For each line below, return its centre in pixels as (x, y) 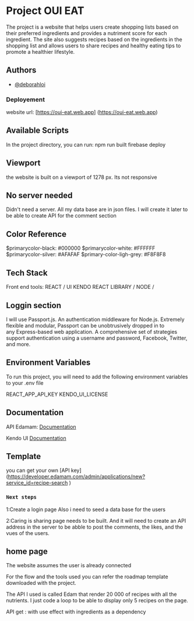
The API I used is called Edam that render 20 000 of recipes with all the (91, 594)
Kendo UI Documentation (36, 438)
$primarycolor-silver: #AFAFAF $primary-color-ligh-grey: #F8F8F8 (86, 254)
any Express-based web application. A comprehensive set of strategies (92, 332)
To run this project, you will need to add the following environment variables (97, 377)
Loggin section (33, 305)
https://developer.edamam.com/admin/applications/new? (77, 477)
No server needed (39, 196)
